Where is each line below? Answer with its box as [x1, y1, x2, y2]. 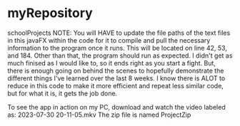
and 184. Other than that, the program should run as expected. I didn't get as [7, 51, 233, 60]
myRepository [7, 5, 93, 21]
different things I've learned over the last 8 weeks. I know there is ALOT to [7, 73, 226, 83]
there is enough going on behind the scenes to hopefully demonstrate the [7, 66, 224, 75]
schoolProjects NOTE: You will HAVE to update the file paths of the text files [7, 28, 231, 37]
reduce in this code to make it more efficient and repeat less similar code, [7, 81, 224, 90]
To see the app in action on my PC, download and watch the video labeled [7, 103, 226, 111]
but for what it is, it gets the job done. [7, 89, 118, 98]
